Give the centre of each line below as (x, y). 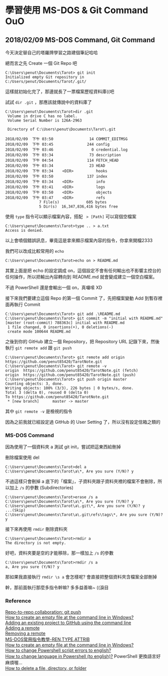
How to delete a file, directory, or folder (46, 668)
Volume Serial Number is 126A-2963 (45, 121)
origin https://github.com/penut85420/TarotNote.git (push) (71, 375)
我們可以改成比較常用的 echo (35, 251)
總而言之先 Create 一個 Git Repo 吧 (41, 63)
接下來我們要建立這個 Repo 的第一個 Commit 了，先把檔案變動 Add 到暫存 (82, 298)
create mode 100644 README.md (39, 332)
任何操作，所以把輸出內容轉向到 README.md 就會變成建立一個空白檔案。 (81, 277)
